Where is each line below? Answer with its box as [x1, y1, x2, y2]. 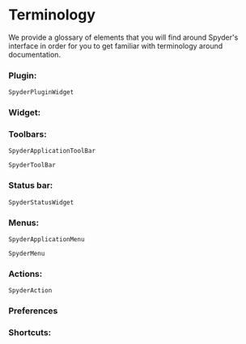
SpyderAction [8, 287, 53, 295]
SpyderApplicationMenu [8, 236, 85, 244]
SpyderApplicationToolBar [8, 147, 95, 155]
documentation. [8, 49, 61, 59]
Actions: [8, 268, 43, 279]
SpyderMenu [8, 249, 45, 258]
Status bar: [8, 180, 53, 191]
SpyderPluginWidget [8, 88, 74, 96]
